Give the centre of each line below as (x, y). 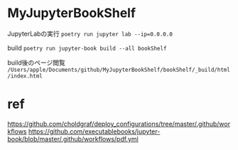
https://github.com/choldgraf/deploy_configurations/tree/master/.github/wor (119, 124)
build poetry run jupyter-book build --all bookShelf (87, 48)
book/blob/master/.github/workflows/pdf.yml (73, 139)
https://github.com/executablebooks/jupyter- (94, 131)
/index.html (25, 76)
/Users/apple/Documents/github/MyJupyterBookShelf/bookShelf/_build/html (119, 70)
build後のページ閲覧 (36, 63)
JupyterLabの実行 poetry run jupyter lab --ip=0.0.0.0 (90, 33)
